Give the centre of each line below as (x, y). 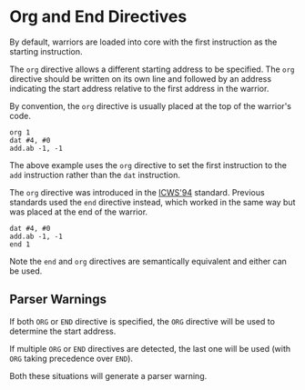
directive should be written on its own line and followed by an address (140, 78)
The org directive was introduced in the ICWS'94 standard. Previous (137, 192)
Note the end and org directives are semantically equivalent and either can (148, 261)
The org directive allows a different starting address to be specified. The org (152, 69)
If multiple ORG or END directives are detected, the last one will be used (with (150, 348)
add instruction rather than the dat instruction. (95, 175)
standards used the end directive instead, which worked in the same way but (152, 202)
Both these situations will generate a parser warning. (108, 375)
